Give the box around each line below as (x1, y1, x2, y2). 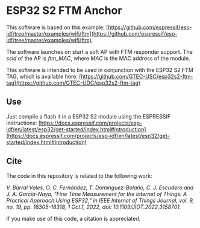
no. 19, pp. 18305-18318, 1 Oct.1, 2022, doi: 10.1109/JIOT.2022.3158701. (6, 203, 181, 210)
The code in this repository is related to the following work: (6, 172, 152, 179)
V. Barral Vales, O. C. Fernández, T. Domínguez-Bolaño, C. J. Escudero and (6, 184, 194, 191)
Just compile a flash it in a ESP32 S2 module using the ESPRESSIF (6, 112, 170, 120)
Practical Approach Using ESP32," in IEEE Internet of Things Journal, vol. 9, (6, 197, 195, 204)
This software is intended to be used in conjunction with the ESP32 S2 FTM (6, 66, 194, 73)
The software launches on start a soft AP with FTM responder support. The (6, 48, 193, 55)
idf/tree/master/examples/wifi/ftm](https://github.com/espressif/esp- (6, 30, 178, 37)
